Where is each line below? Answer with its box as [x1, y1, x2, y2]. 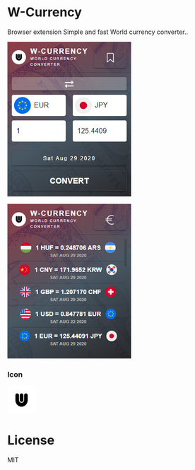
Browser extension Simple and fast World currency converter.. [7, 28, 189, 36]
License [7, 433, 55, 449]
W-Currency [7, 4, 83, 20]
